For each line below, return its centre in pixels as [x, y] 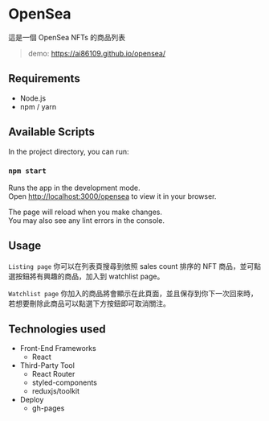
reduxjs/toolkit [56, 391]
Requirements [44, 78]
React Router [53, 374]
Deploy [32, 400]
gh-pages [48, 408]
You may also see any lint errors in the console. [86, 220]
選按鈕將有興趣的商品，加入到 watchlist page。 [86, 276]
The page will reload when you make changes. [86, 212]
